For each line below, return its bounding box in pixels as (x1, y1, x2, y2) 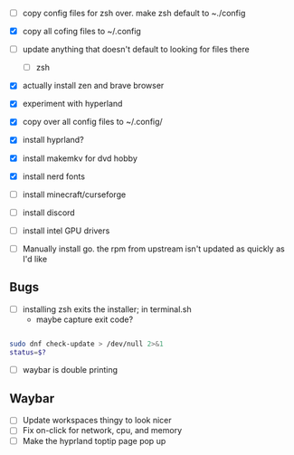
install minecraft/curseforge (22, 189, 127, 200)
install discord (22, 207, 75, 218)
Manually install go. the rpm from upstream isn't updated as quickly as (22, 243, 285, 254)
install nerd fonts (22, 171, 86, 182)
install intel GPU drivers (22, 225, 110, 236)
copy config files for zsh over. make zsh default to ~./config (22, 8, 246, 18)
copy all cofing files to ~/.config (22, 26, 142, 37)
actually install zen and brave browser (22, 81, 165, 91)
